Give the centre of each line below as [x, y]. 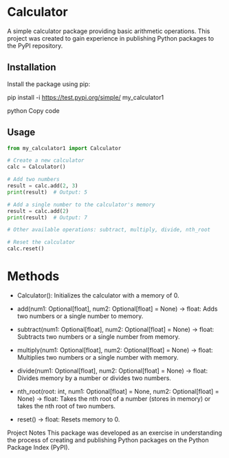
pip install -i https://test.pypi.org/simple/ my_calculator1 [85, 97]
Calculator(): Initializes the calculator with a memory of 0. [98, 295]
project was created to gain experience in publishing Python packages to [111, 38]
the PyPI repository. [35, 45]
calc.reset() [26, 249]
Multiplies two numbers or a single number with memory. [98, 357]
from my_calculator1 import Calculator [64, 148]
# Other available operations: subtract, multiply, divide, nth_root [109, 230]
